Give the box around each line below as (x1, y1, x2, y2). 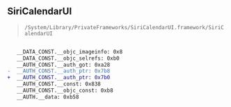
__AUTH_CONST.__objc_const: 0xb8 (16, 87, 113, 94)
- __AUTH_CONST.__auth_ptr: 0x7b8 (7, 67, 111, 75)
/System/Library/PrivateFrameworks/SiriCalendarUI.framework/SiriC (24, 24, 224, 31)
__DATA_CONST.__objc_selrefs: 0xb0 (16, 55, 120, 62)
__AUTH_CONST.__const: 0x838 (16, 81, 101, 88)
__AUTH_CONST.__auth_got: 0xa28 (16, 61, 111, 68)
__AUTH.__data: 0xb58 (16, 93, 79, 100)
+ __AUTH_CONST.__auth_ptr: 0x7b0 (7, 74, 111, 81)
